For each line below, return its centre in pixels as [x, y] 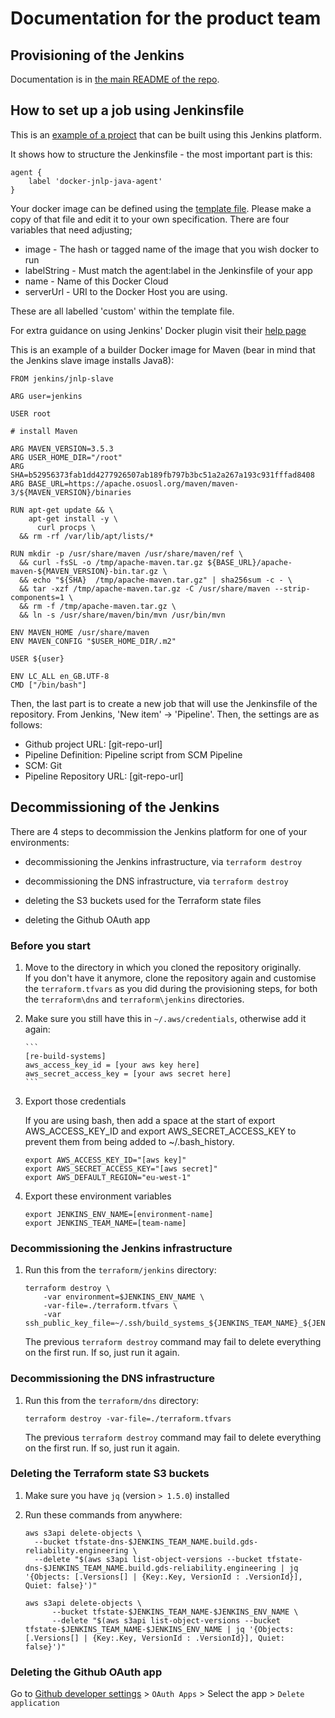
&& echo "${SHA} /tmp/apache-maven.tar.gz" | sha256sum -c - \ [156, 580]
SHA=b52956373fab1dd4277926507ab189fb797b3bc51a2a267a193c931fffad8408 [162, 475]
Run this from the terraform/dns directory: [112, 1400]
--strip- [292, 588]
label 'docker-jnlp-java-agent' [95, 181]
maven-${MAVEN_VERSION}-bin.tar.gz [84, 571]
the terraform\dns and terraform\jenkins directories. [134, 999]
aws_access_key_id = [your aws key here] [112, 1065]
